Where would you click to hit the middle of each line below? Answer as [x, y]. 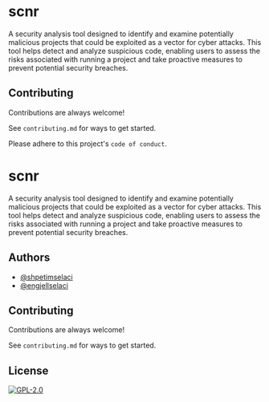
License [29, 370]
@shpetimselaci [47, 277]
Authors [29, 258]
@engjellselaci [44, 285]
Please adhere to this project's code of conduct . [88, 144]
